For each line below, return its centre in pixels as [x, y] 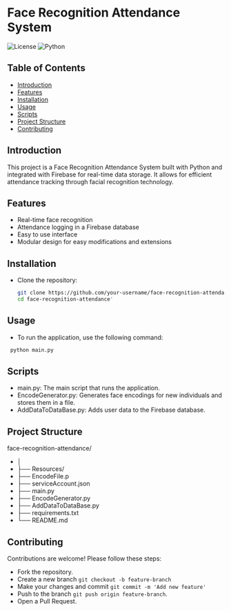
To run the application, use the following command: [90, 337]
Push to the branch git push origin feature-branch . [92, 594]
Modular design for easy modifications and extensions [94, 242]
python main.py [32, 350]
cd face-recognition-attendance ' [65, 299]
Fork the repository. [45, 572]
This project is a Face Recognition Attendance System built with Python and [115, 167]
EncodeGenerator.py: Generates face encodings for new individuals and [120, 395]
